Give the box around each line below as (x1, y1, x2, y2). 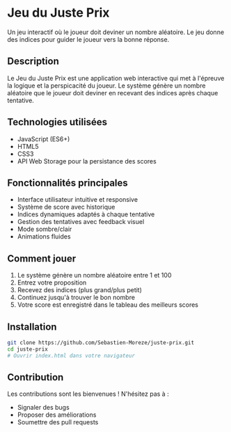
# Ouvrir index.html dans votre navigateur (7, 352, 136, 359)
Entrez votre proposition (17, 278, 87, 287)
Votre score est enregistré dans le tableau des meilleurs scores (17, 301, 199, 309)
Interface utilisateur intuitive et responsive (17, 195, 138, 204)
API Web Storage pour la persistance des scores (17, 157, 157, 165)
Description (7, 56, 59, 67)
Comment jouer (7, 253, 77, 264)
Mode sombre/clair (17, 225, 72, 234)
